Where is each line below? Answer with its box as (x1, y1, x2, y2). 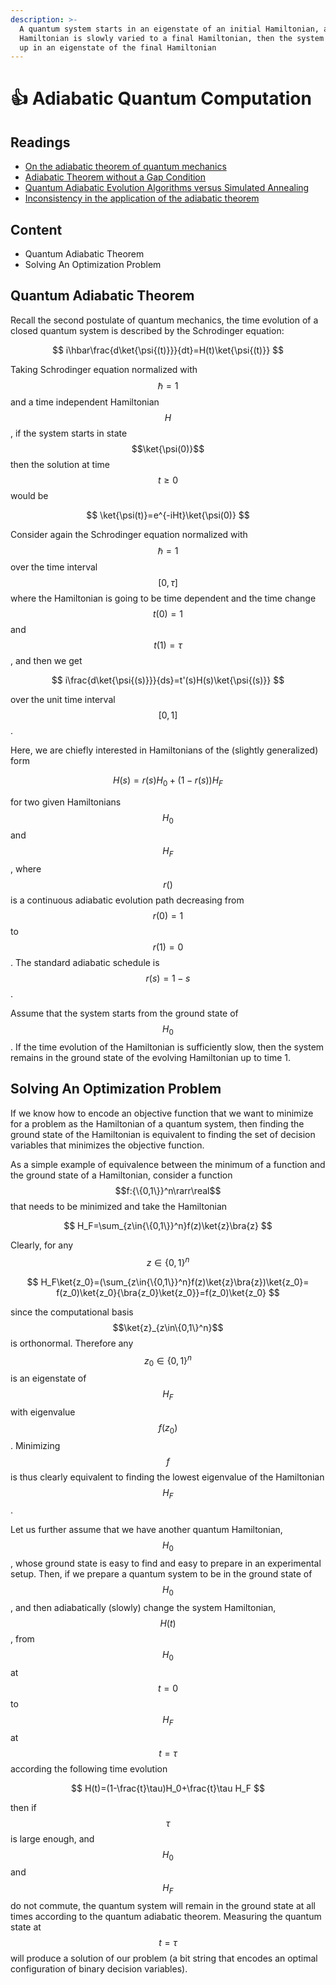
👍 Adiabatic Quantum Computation (10, 87, 312, 110)
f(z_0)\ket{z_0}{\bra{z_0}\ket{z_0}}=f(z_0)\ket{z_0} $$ (56, 1286, 280, 1298)
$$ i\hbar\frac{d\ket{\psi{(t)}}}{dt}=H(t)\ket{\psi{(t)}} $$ (51, 344, 285, 356)
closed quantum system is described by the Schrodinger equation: (10, 324, 285, 336)
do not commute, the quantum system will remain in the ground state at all (10, 1900, 316, 1912)
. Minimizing (10, 1439, 61, 1451)
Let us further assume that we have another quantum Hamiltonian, (10, 1524, 283, 1536)
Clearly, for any (10, 1239, 74, 1251)
